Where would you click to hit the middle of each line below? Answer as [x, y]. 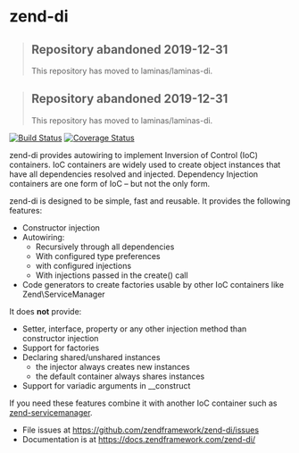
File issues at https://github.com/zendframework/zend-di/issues [141, 430]
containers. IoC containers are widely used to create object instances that [145, 164]
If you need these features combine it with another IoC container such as [143, 403]
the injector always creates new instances [112, 366]
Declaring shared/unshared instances [91, 357]
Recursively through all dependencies [105, 247]
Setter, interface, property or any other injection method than [134, 329]
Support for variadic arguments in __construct [106, 385]
